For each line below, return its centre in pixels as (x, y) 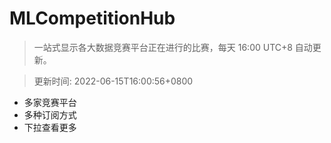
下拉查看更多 (50, 127)
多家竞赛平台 (50, 102)
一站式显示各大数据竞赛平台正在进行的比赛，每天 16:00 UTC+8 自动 (173, 47)
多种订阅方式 (50, 114)
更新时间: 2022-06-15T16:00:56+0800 (113, 81)
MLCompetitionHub (92, 18)
